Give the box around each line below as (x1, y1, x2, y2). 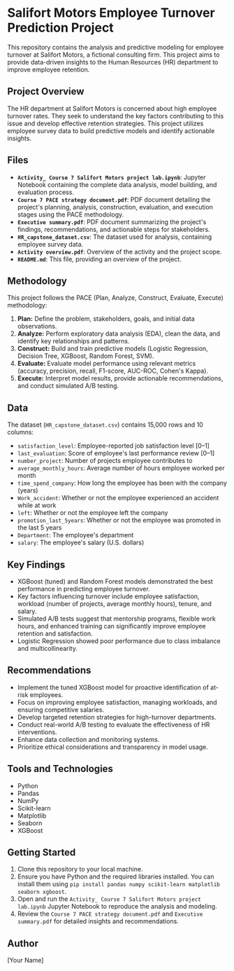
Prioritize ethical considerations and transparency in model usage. (17, 743, 208, 751)
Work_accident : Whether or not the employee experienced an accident (17, 494, 219, 502)
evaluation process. (17, 188, 75, 196)
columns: (7, 428, 34, 436)
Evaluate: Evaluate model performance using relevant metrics (17, 359, 196, 368)
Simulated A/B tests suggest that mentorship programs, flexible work (17, 614, 217, 623)
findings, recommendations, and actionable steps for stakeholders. (17, 225, 211, 233)
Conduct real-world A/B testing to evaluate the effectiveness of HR (17, 720, 210, 729)
